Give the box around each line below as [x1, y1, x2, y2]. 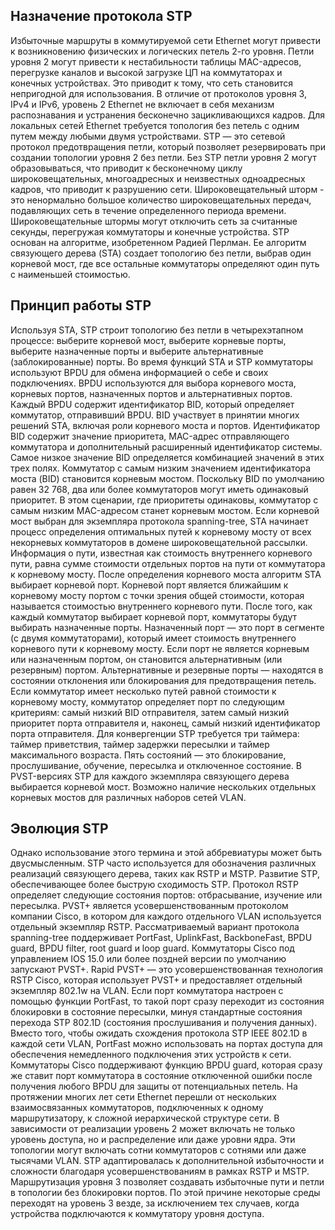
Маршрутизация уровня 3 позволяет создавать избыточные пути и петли [10, 1176, 325, 1188]
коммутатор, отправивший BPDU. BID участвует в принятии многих [10, 409, 300, 421]
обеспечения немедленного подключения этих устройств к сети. [10, 1049, 292, 1061]
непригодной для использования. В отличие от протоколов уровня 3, [10, 87, 307, 99]
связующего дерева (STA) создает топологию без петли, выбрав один [10, 247, 312, 259]
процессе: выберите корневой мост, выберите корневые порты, [10, 334, 287, 346]
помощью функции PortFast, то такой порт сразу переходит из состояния [10, 995, 325, 1008]
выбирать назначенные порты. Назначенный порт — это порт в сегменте [10, 621, 325, 633]
